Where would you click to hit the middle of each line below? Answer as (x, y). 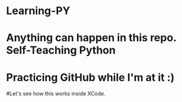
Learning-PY (38, 11)
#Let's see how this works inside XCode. (56, 94)
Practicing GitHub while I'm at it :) (90, 77)
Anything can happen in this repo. (91, 38)
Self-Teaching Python (61, 50)
